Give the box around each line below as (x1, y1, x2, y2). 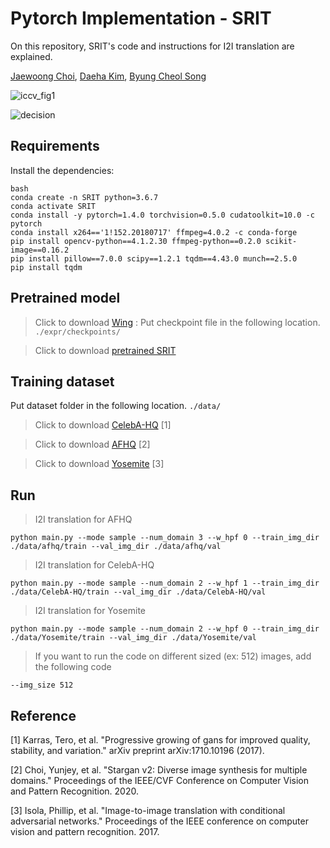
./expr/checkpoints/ (34, 327, 121, 337)
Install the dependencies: (10, 164, 115, 176)
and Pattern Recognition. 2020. (10, 785, 139, 797)
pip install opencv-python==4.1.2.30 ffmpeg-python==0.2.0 (10, 236, 262, 246)
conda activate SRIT (10, 201, 97, 211)
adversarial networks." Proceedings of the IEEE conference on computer (10, 815, 309, 827)
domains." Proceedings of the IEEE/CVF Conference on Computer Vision (10, 775, 309, 786)
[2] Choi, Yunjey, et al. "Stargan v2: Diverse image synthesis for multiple (10, 764, 308, 776)
